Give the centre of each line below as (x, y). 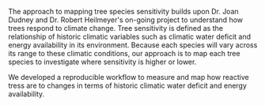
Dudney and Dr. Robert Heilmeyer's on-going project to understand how (126, 20)
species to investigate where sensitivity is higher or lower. (102, 62)
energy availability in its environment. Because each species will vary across (133, 45)
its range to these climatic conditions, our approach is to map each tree (124, 53)
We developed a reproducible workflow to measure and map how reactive (129, 77)
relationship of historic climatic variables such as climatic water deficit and (130, 36)
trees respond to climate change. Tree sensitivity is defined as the (116, 28)
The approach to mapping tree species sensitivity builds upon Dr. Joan (123, 11)
